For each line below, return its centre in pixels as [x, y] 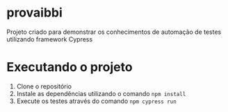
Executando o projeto [70, 67]
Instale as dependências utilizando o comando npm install [101, 93]
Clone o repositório [44, 86]
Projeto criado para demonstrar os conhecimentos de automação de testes [114, 32]
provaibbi [35, 13]
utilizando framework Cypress [50, 39]
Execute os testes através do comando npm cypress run [96, 101]
